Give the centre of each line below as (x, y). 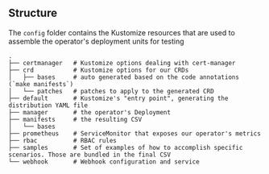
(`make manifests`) (41, 84)
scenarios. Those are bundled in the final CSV (90, 155)
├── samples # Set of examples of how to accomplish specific (126, 147)
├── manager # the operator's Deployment (90, 112)
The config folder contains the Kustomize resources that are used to (122, 32)
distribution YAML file (48, 105)
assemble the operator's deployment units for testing (96, 41)
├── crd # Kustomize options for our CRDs (99, 70)
